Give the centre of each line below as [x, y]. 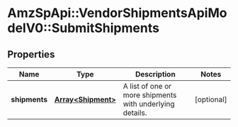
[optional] [211, 99]
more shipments [150, 95]
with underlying [149, 104]
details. [135, 113]
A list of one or [147, 86]
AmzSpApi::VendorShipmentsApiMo [117, 13]
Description [155, 74]
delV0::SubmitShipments [83, 28]
